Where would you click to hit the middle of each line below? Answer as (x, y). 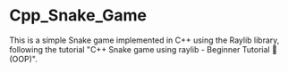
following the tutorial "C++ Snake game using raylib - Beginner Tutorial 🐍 (143, 49)
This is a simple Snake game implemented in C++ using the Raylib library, (144, 40)
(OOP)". (23, 59)
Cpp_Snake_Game (78, 16)
